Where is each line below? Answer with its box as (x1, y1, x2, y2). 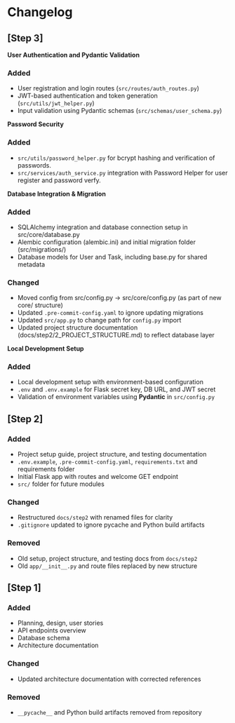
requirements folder (17, 465, 75, 473)
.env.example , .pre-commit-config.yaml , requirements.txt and (17, 457, 198, 466)
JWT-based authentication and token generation (17, 92, 158, 100)
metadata (17, 260, 46, 269)
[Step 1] (7, 582, 41, 594)
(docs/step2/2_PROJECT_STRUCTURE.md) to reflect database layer (17, 331, 215, 339)
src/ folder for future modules (17, 480, 105, 488)
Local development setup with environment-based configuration (17, 378, 203, 386)
